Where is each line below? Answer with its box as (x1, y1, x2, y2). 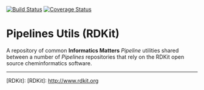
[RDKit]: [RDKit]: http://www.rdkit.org (6, 77, 99, 84)
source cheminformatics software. (6, 59, 92, 66)
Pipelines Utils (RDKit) (6, 27, 120, 40)
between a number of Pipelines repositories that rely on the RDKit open (6, 53, 185, 60)
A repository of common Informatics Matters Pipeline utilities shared (6, 47, 179, 54)
